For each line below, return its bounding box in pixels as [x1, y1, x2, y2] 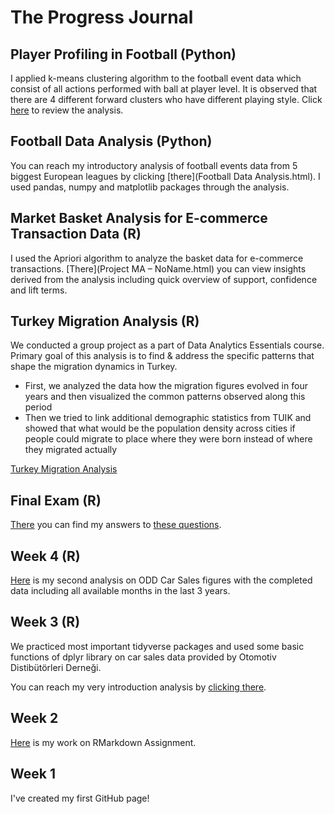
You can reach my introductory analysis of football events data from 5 [10, 159, 298, 171]
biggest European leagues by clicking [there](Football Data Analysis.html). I [10, 170, 321, 182]
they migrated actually [24, 444, 118, 456]
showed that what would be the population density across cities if [24, 422, 296, 435]
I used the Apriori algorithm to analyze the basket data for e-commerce [10, 252, 304, 264]
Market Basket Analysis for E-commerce [10, 210, 268, 227]
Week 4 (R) [10, 547, 81, 565]
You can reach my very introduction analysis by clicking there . [10, 681, 267, 693]
